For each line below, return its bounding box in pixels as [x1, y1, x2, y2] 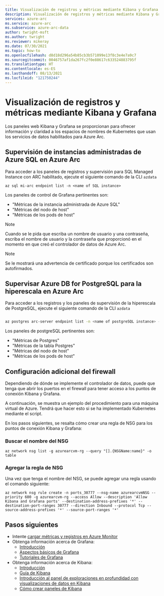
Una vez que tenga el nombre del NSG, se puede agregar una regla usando [5, 475, 156, 481]
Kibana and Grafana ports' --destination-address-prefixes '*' [5, 498, 137, 504]
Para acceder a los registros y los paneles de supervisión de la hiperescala [5, 300, 156, 306]
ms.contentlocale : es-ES [5, 67, 56, 72]
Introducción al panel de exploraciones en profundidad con [19, 575, 139, 581]
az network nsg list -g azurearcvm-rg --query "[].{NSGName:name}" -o [5, 449, 152, 454]
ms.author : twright [5, 35, 45, 40]
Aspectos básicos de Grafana [19, 549, 79, 555]
